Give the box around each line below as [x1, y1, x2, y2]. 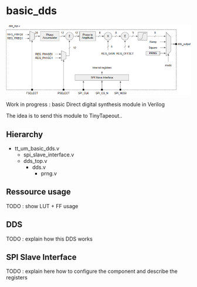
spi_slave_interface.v [23, 151, 74, 158]
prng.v [40, 169, 57, 177]
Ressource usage [6, 187, 72, 197]
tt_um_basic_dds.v [14, 145, 60, 152]
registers [6, 274, 28, 281]
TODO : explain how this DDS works [6, 235, 93, 242]
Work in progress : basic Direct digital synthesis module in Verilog [6, 101, 165, 108]
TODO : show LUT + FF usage [6, 202, 79, 209]
